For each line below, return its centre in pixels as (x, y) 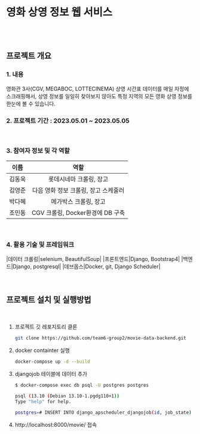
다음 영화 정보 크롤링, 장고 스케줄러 (78, 190)
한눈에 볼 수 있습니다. (31, 104)
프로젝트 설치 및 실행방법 (49, 300)
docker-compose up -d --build (53, 362)
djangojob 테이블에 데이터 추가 (51, 374)
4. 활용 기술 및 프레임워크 (40, 245)
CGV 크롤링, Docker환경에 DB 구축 (79, 213)
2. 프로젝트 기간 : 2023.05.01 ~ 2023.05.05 (68, 120)
